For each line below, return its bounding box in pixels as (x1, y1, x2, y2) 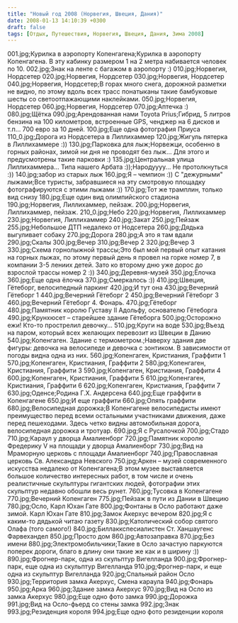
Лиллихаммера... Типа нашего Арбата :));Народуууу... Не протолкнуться (7, 162, 228, 171)
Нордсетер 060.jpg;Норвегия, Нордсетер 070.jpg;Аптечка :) (7, 102, 189, 111)
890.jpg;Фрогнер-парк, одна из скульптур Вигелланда (7, 555, 172, 563)
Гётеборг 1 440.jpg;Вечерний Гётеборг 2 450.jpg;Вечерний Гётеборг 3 (7, 291, 220, 299)
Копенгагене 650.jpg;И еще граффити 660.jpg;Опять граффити (7, 397, 196, 405)
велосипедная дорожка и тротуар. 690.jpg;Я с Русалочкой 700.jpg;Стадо (7, 426, 229, 435)
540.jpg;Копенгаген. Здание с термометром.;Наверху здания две (7, 336, 207, 345)
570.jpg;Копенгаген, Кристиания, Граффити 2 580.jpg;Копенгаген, (7, 359, 206, 368)
